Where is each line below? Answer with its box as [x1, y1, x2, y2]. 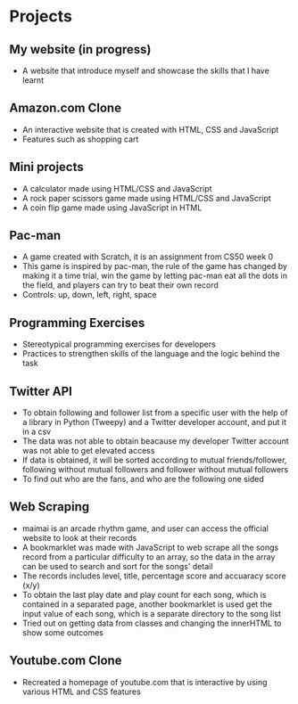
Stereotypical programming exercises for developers [21, 339, 216, 349]
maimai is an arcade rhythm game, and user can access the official [21, 523, 269, 534]
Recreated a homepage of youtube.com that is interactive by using [21, 676, 268, 687]
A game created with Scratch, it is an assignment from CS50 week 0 [21, 251, 274, 262]
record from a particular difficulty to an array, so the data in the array [21, 551, 276, 562]
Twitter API [9, 383, 73, 398]
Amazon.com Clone [9, 101, 122, 116]
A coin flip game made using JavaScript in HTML [21, 202, 203, 213]
